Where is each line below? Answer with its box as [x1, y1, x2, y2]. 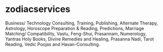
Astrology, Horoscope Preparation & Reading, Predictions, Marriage [5, 25, 144, 31]
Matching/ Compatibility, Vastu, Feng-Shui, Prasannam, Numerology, [5, 30, 147, 36]
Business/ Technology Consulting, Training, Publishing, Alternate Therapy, [5, 20, 158, 26]
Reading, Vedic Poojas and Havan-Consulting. [5, 41, 100, 47]
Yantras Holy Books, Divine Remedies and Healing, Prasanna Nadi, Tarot [5, 36, 154, 42]
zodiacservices [5, 3, 71, 15]
